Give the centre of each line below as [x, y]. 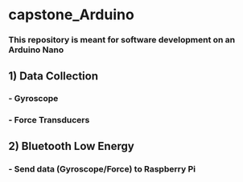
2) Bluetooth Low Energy [71, 146]
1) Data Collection [54, 76]
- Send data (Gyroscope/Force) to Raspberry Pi [102, 168]
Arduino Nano [36, 50]
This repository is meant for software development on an [122, 40]
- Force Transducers [49, 120]
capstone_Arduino [71, 15]
